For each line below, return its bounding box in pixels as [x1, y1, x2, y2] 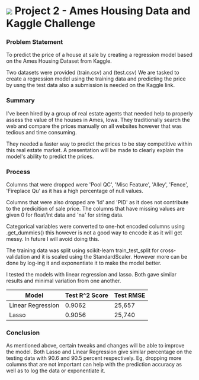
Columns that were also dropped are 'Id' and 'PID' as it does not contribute [6, 199, 189, 206]
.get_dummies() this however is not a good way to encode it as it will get [6, 229, 182, 236]
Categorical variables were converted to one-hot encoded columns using [6, 223, 185, 230]
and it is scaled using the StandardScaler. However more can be [31, 253, 188, 260]
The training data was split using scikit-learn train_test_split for [6, 247, 159, 254]
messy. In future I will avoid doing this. [6, 236, 99, 243]
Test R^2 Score [65, 291, 108, 300]
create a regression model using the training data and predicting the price [6, 75, 186, 82]
